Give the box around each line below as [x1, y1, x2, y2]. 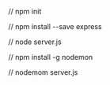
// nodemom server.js [8, 68, 78, 77]
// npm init [8, 7, 42, 16]
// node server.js [8, 37, 62, 46]
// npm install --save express [8, 22, 103, 31]
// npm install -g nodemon [8, 53, 93, 61]
